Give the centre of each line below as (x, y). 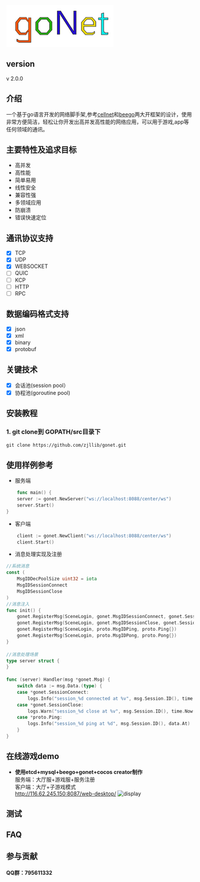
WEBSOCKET (31, 266)
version (21, 64)
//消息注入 (18, 604)
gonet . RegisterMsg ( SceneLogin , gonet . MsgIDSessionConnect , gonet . (101, 617)
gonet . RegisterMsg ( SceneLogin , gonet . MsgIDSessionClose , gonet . (98, 623)
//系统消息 (18, 566)
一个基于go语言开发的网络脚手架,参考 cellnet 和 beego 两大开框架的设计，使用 (99, 114)
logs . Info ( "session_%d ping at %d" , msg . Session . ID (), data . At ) (109, 724)
